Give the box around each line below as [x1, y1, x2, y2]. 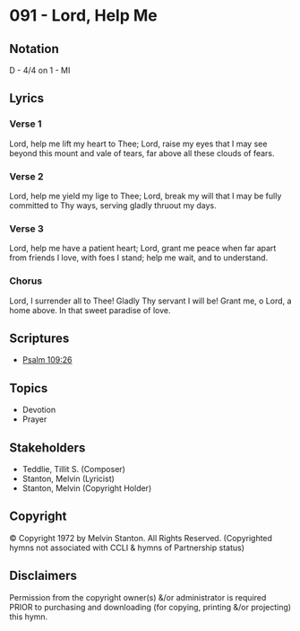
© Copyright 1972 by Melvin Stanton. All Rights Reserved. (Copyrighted [9, 532, 273, 543]
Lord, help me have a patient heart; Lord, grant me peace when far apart [9, 243, 277, 254]
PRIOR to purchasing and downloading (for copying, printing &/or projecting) [9, 601, 292, 612]
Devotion [21, 405, 56, 416]
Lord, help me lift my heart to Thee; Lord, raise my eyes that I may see [9, 138, 268, 149]
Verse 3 [9, 222, 44, 234]
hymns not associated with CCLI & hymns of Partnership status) [9, 542, 244, 553]
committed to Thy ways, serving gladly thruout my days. [9, 199, 217, 211]
